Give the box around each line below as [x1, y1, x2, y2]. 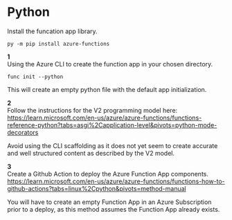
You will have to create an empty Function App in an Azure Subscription [7, 198, 212, 206]
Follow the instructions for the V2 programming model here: [7, 106, 178, 114]
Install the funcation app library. [7, 27, 98, 35]
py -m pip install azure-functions [7, 40, 110, 47]
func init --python [7, 73, 64, 80]
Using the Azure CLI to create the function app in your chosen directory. [7, 59, 213, 68]
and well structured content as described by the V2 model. [7, 149, 175, 157]
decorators [7, 128, 39, 136]
